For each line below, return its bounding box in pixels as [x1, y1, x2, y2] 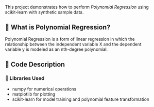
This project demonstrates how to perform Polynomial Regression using [5, 4, 149, 10]
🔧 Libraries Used [5, 75, 45, 82]
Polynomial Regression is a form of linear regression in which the [5, 36, 135, 42]
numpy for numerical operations [12, 86, 77, 92]
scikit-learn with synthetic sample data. [5, 9, 84, 15]
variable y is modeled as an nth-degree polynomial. [5, 46, 108, 52]
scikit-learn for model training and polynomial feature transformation [12, 96, 150, 102]
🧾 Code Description [5, 61, 65, 69]
